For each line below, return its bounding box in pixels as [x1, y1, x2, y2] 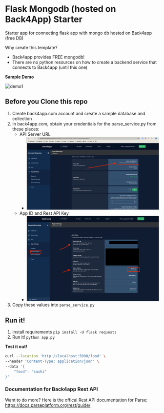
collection [12, 116, 32, 122]
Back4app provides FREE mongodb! [12, 54, 85, 60]
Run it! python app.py [12, 334, 55, 340]
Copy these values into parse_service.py [12, 302, 95, 308]
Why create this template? [5, 44, 58, 50]
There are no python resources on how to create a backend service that [12, 59, 157, 65]
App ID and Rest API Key [19, 210, 69, 216]
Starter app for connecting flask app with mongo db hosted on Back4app [5, 30, 152, 36]
